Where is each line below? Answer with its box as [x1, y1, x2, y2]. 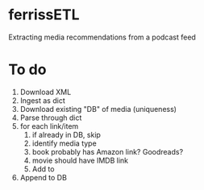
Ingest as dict [19, 95, 66, 105]
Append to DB [19, 172, 67, 182]
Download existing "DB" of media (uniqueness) [19, 104, 177, 114]
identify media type [31, 138, 97, 148]
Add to [31, 163, 55, 174]
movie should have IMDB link [31, 155, 129, 165]
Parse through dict [19, 113, 82, 122]
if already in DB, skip [31, 130, 101, 139]
